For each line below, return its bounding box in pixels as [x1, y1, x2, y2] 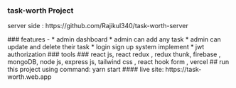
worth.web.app [7, 73, 52, 81]
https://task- [165, 65, 202, 74]
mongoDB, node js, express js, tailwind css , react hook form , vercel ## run [7, 58, 230, 66]
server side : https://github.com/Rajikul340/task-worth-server [7, 22, 188, 30]
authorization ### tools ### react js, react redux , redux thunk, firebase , [7, 50, 221, 58]
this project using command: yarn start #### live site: [7, 65, 164, 74]
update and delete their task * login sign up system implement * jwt [7, 43, 205, 51]
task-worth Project [7, 6, 74, 15]
